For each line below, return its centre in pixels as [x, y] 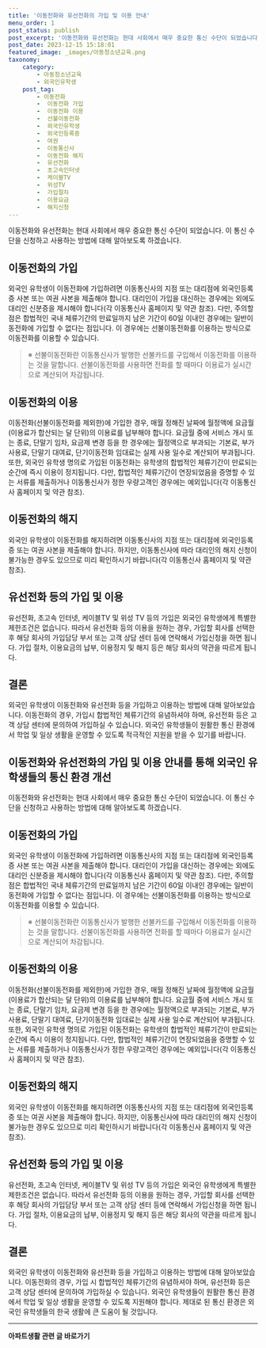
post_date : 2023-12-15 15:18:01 [61, 45]
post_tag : [39, 89]
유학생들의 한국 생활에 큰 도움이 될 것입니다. [90, 1312]
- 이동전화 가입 [60, 104]
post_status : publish [44, 30]
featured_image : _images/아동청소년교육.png [77, 52]
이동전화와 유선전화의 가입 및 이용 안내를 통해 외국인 [127, 762]
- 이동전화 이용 [60, 112]
